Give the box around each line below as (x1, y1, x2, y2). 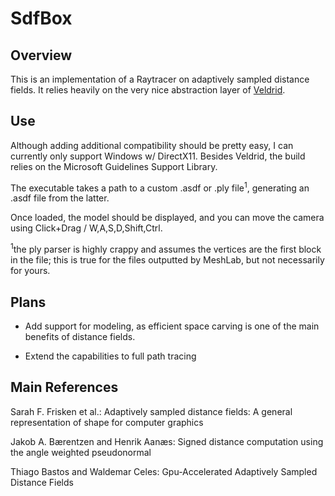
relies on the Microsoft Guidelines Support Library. (10, 160, 218, 172)
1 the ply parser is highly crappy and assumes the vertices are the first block (10, 242, 322, 256)
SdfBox (10, 7, 73, 30)
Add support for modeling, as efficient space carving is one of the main (24, 320, 320, 332)
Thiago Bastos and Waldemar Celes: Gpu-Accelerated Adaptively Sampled (10, 465, 318, 477)
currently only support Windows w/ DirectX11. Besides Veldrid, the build (10, 150, 306, 162)
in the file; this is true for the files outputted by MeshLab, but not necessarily (10, 254, 325, 266)
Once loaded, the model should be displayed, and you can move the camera (10, 212, 325, 224)
